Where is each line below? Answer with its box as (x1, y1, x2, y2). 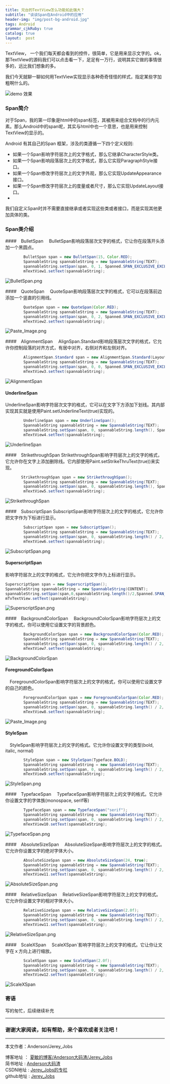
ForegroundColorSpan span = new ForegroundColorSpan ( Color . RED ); (23, 695, 164, 701)
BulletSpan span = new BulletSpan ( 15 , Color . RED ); (23, 254, 133, 260)
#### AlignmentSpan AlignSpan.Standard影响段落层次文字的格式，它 (5, 338, 158, 344)
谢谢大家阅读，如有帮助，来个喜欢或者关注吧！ (5, 1026, 119, 1033)
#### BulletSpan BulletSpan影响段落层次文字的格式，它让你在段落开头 (5, 238, 160, 244)
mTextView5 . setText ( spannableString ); (23, 489, 105, 494)
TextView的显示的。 (5, 130, 47, 136)
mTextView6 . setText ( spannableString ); (23, 539, 105, 544)
